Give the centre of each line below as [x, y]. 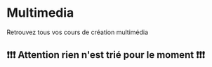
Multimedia [40, 13]
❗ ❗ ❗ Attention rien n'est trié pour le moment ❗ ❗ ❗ [106, 55]
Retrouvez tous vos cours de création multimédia [78, 32]
